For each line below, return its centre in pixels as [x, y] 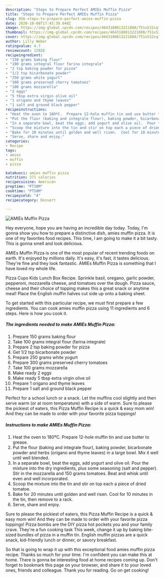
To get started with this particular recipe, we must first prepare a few [74, 303]
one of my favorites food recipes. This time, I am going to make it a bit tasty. [82, 238]
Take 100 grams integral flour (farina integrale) [59, 342]
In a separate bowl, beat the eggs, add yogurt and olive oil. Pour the [81, 463]
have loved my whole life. [31, 268]
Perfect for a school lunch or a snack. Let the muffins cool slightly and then [81, 398]
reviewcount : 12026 [25, 50]
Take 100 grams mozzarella [40, 368]
